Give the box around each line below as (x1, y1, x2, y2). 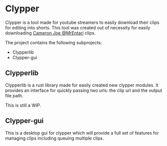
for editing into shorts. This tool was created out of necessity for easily (5, 24, 151, 30)
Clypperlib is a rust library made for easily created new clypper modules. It (5, 82, 159, 88)
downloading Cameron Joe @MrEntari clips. (5, 30, 96, 36)
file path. (5, 92, 23, 98)
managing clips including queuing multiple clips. (5, 135, 104, 141)
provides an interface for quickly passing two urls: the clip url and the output (5, 87, 163, 93)
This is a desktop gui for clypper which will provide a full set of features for (5, 130, 159, 136)
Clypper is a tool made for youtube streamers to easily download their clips (5, 19, 160, 25)
